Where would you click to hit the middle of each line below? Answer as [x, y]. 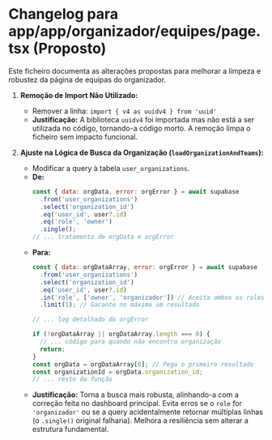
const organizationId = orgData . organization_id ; [118, 372]
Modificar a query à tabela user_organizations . [111, 168]
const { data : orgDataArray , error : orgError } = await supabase [144, 267]
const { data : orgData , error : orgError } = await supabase [136, 191]
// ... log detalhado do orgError [90, 320]
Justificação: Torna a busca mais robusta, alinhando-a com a [135, 395]
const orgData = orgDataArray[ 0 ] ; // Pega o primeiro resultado [143, 364]
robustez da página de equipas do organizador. [87, 79]
